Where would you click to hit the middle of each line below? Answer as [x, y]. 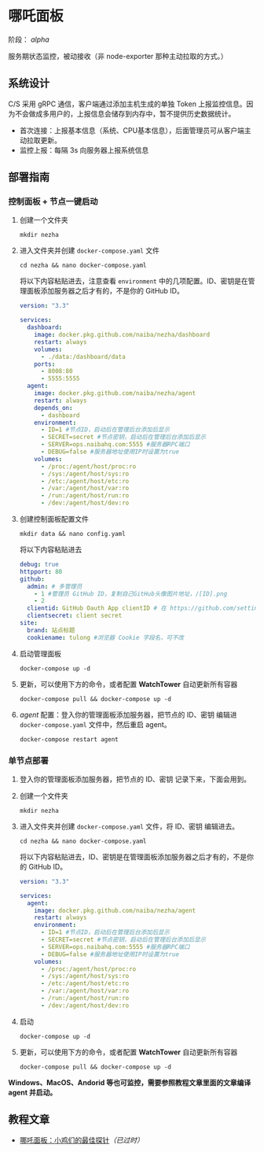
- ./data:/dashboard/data [83, 356]
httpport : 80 [41, 571]
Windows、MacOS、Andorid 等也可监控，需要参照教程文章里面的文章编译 [130, 1082]
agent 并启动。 [33, 1092]
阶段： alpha [29, 39]
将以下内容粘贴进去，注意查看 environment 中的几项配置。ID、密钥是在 [134, 281]
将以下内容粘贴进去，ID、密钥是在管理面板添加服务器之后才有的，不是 [133, 857]
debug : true [39, 565]
